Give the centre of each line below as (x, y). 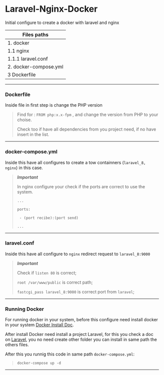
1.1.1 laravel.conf (28, 59)
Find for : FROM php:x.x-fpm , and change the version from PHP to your (88, 115)
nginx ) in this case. (24, 168)
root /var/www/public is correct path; (55, 282)
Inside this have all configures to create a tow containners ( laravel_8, (75, 162)
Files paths (35, 34)
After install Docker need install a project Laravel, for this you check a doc (79, 334)
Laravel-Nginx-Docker (51, 9)
